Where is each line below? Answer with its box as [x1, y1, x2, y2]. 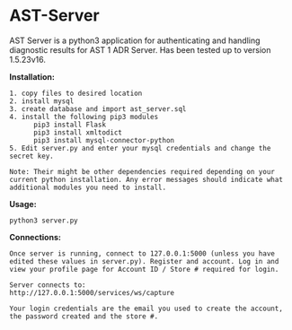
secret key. [9, 152, 54, 161]
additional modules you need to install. [9, 183, 167, 192]
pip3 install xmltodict [32, 127, 123, 137]
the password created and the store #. [9, 311, 159, 321]
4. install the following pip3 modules [9, 112, 159, 121]
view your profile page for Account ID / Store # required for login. [9, 265, 279, 274]
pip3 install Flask [32, 120, 106, 129]
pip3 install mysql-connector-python [32, 135, 175, 144]
